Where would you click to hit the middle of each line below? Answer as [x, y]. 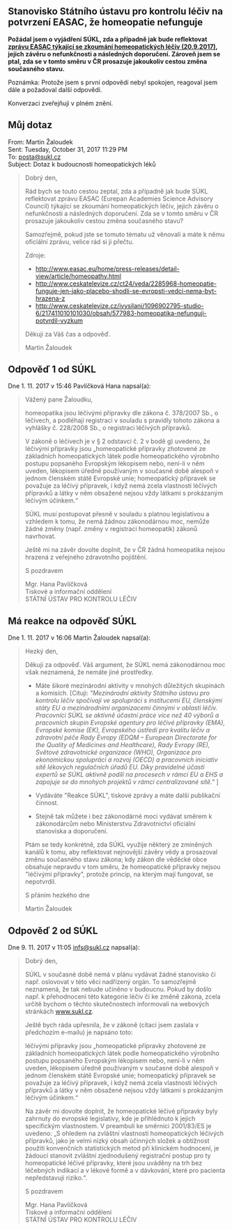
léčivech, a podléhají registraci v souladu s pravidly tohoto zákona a [122, 420]
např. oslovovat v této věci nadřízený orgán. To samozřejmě [111, 982]
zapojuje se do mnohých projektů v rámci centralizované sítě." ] [127, 782]
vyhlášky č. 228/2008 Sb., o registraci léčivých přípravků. [108, 428]
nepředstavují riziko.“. [56, 1178]
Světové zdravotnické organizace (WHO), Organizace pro [118, 753]
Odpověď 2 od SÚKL [53, 931]
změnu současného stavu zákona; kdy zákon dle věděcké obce [116, 859]
